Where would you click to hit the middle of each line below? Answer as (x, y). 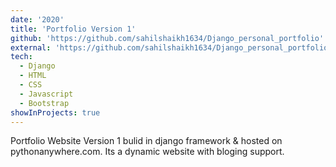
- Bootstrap (44, 103)
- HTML (33, 76)
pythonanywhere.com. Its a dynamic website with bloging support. (147, 152)
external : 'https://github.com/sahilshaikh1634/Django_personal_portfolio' (171, 47)
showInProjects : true (55, 112)
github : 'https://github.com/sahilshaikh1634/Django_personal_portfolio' (167, 38)
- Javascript (46, 94)
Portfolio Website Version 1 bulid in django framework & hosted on (146, 141)
